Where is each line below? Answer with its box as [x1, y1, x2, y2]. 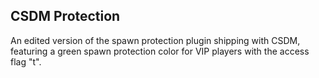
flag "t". [10, 55, 42, 68]
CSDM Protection [10, 8, 121, 25]
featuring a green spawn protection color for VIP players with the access [10, 45, 310, 57]
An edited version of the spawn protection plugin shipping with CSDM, [10, 34, 301, 46]
